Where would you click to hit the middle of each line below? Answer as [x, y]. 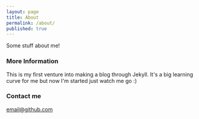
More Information [32, 61]
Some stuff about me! [33, 46]
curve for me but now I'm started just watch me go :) [72, 81]
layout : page [23, 12]
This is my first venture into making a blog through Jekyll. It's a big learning [100, 74]
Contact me [24, 96]
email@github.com [30, 109]
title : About [23, 17]
